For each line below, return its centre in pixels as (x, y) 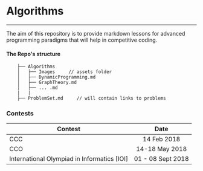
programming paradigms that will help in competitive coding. (82, 40)
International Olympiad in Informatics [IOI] (69, 159)
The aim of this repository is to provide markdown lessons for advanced (96, 33)
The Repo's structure (34, 54)
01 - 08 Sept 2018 (161, 159)
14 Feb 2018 (162, 139)
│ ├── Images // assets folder (65, 72)
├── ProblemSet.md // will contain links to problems (92, 98)
